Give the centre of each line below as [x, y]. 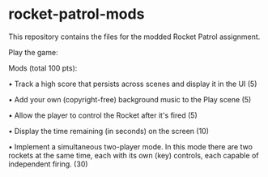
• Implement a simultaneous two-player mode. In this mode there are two [131, 146]
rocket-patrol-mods [77, 14]
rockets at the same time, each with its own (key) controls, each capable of [134, 155]
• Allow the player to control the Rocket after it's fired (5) [103, 115]
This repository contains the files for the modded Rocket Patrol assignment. [134, 37]
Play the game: [33, 52]
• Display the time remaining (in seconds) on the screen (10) [108, 131]
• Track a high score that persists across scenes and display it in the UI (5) [133, 84]
